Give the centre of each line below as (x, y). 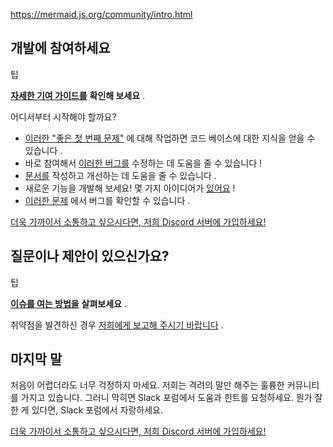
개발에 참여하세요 (60, 48)
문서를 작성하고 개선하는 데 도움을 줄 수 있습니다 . (120, 175)
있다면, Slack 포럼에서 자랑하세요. (97, 410)
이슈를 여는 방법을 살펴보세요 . (68, 303)
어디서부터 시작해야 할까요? (63, 116)
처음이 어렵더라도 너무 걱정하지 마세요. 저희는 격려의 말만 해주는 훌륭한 (147, 385)
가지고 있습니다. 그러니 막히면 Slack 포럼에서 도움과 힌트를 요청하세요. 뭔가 (166, 398)
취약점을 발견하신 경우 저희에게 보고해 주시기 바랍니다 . (117, 325)
